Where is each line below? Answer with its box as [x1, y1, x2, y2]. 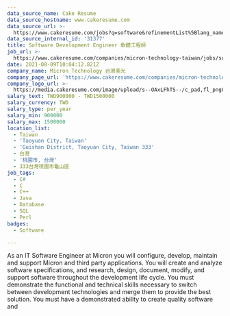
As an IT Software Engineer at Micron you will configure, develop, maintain [7, 252, 218, 260]
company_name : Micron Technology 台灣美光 [7, 67, 126, 74]
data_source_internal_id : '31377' [7, 36, 106, 42]
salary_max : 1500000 [7, 118, 66, 125]
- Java [13, 195, 32, 202]
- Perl [13, 214, 32, 221]
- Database [13, 202, 44, 208]
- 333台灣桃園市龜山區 [13, 162, 70, 170]
